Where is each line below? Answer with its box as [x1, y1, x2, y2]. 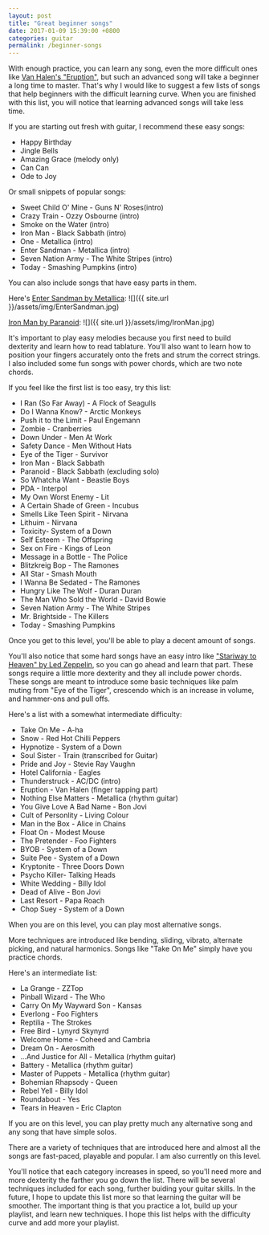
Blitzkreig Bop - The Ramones [19, 560, 119, 570]
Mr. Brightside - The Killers [19, 612, 109, 622]
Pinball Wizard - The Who [19, 992, 106, 1002]
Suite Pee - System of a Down [19, 853, 120, 863]
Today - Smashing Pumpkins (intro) [19, 263, 137, 272]
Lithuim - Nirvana [19, 518, 78, 528]
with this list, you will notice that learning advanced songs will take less [8, 98, 244, 108]
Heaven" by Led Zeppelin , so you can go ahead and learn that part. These [8, 660, 254, 670]
